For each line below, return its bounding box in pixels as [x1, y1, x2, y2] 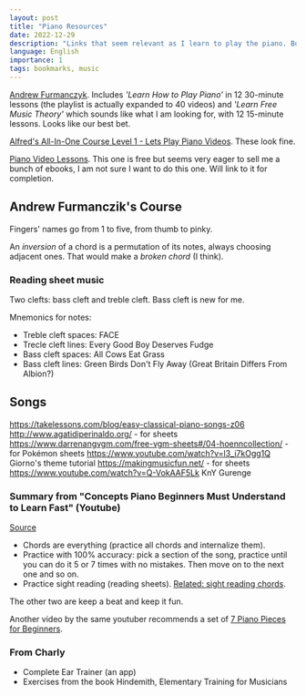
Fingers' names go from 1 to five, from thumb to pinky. [9, 223, 213, 234]
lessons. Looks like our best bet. [9, 118, 131, 128]
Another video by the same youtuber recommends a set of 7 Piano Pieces [9, 614, 287, 625]
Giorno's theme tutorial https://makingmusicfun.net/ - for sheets [9, 457, 250, 468]
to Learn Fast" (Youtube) [9, 501, 121, 514]
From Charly [9, 646, 66, 659]
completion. [9, 172, 55, 183]
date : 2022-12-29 [9, 30, 76, 39]
